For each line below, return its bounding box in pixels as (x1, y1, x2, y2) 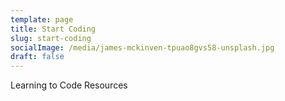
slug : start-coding (10, 33, 92, 43)
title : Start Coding (10, 24, 97, 34)
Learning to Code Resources (10, 79, 128, 91)
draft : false (10, 52, 65, 62)
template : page (10, 14, 74, 25)
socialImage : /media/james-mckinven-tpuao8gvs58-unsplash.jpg (10, 42, 275, 53)
